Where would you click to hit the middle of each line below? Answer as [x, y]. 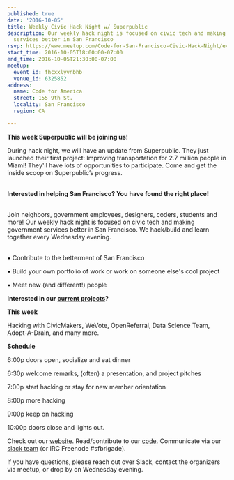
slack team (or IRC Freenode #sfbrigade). [67, 448]
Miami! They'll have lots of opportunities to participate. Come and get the [112, 165]
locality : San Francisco [49, 105]
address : [20, 85]
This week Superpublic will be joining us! [68, 137]
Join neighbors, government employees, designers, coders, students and [112, 214]
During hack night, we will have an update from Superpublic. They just [108, 150]
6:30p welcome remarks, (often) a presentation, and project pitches [104, 373]
